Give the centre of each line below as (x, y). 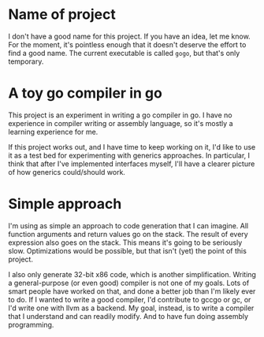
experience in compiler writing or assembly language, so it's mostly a (121, 123)
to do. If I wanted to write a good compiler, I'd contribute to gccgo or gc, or (130, 299)
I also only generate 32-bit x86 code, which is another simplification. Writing (132, 274)
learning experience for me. (53, 131)
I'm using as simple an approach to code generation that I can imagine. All (128, 225)
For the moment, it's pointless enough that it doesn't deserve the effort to (127, 44)
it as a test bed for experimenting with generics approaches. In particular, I (129, 155)
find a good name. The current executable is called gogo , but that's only (124, 53)
